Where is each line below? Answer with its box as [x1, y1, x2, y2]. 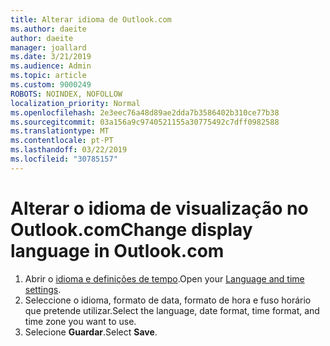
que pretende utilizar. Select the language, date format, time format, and [24, 304, 320, 316]
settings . [24, 283, 62, 295]
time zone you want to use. [24, 315, 137, 327]
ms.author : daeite [10, 24, 87, 34]
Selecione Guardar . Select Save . [24, 326, 158, 338]
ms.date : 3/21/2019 [10, 52, 92, 62]
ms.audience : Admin [10, 61, 92, 71]
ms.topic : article [10, 71, 87, 81]
